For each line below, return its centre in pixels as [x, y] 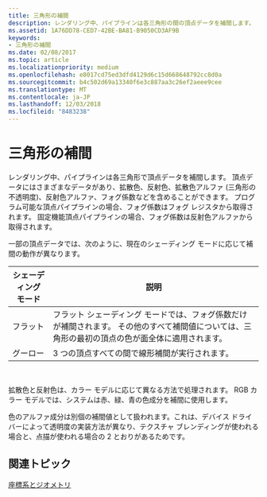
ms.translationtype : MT [48, 89]
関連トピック [40, 464]
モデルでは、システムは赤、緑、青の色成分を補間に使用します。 [128, 399]
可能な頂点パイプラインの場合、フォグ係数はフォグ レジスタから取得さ [138, 207]
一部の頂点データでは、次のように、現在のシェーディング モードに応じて [127, 243]
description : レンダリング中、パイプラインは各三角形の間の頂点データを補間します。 [132, 23]
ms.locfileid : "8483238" [49, 112]
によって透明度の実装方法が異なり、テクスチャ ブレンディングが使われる [141, 426]
